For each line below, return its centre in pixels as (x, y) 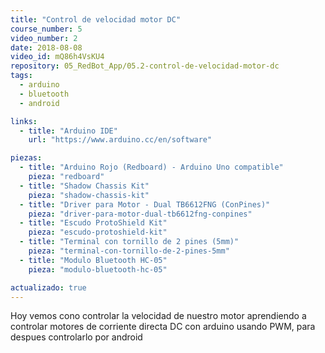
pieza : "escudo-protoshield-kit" (98, 232)
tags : (21, 76)
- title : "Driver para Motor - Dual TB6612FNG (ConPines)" (145, 204)
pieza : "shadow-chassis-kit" (89, 195)
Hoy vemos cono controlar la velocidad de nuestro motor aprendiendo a (158, 316)
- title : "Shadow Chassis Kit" (84, 186)
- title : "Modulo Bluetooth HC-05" (93, 260)
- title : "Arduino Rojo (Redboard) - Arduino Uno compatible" (151, 167)
